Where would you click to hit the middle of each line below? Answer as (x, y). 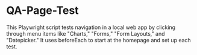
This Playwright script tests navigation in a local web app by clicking (91, 27)
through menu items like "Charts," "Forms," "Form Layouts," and (86, 33)
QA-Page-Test (43, 11)
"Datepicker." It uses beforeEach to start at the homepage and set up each (98, 40)
